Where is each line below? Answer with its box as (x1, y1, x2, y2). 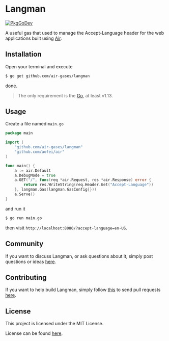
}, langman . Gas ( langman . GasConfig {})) (14, 187, 97, 192)
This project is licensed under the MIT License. (5, 321, 104, 327)
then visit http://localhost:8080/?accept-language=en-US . (5, 225, 127, 231)
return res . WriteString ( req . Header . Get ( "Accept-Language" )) (23, 182, 154, 188)
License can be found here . (5, 330, 63, 336)
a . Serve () (14, 192, 36, 197)
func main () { (5, 163, 36, 168)
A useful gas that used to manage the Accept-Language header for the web (5, 30, 164, 36)
